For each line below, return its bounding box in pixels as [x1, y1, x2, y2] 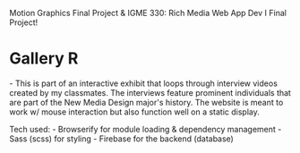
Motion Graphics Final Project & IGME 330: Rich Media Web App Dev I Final [9, 8, 287, 18]
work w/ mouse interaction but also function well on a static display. [9, 106, 260, 117]
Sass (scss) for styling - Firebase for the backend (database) [9, 133, 235, 144]
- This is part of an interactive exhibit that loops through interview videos [9, 78, 278, 89]
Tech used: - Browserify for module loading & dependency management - [9, 123, 282, 134]
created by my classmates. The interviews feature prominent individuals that [9, 87, 291, 98]
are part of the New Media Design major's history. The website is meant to [9, 97, 284, 107]
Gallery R [9, 48, 79, 69]
